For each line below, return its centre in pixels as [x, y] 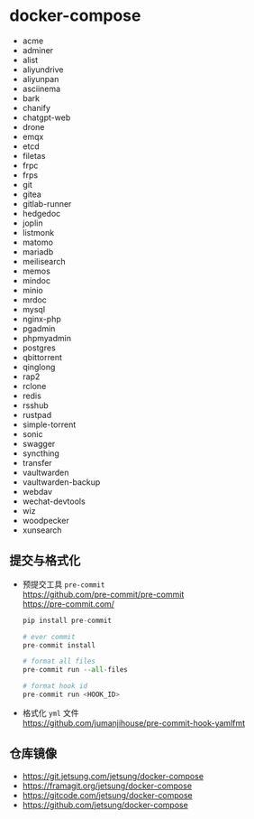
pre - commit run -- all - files [75, 670]
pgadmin [39, 328]
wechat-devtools [54, 501]
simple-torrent [49, 424]
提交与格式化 [45, 561]
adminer [38, 50]
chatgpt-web [46, 117]
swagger [39, 443]
